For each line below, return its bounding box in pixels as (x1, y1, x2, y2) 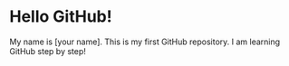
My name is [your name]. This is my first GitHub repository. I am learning (9, 36, 281, 47)
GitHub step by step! (9, 45, 86, 56)
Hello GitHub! (9, 6, 112, 27)
